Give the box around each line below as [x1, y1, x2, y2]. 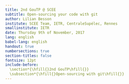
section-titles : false [5, 53, 52, 58]
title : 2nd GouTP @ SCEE [5, 7, 56, 12]
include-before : [5, 62, 38, 67]
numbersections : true [5, 48, 50, 53]
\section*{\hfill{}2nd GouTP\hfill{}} [9, 67, 90, 72]
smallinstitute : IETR [5, 26, 50, 31]
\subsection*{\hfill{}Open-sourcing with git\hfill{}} [9, 72, 125, 77]
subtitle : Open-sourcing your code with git [5, 12, 98, 17]
